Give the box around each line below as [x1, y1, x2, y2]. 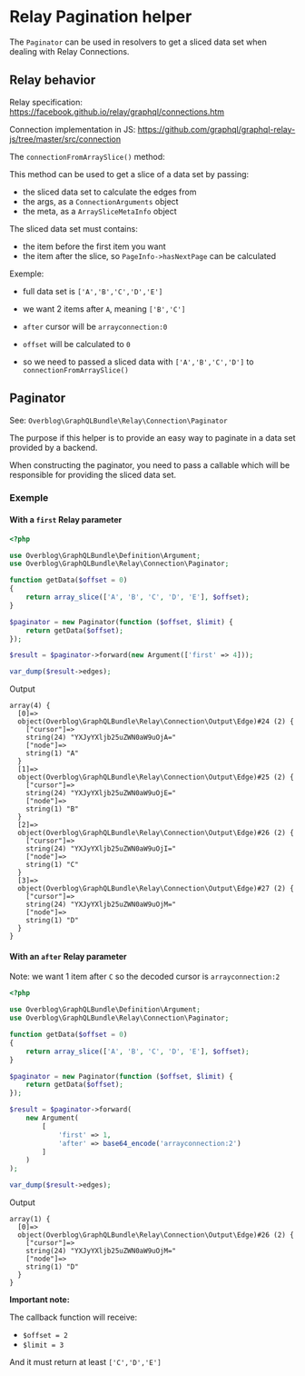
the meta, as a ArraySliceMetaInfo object [22, 205, 177, 216]
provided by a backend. [9, 442, 98, 453]
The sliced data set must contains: [9, 223, 138, 234]
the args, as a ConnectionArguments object [22, 195, 179, 206]
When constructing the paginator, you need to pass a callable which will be [9, 459, 290, 470]
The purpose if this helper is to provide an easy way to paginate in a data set [9, 432, 296, 443]
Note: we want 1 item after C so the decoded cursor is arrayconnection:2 [9, 971, 280, 982]
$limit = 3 [22, 1341, 64, 1351]
